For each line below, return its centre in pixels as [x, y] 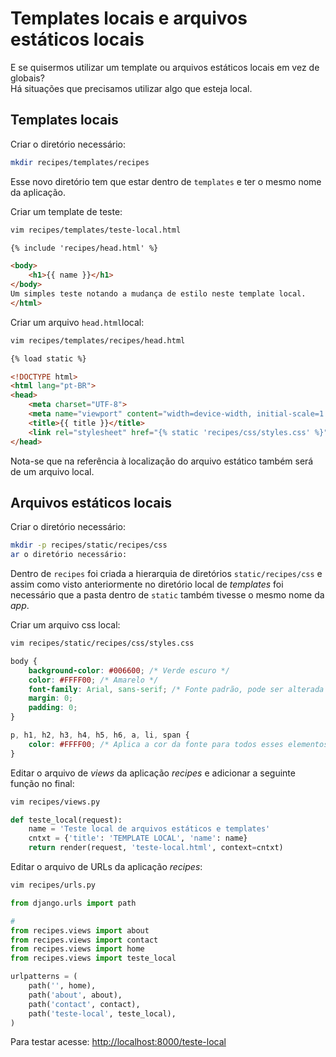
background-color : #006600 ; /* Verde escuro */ [129, 670]
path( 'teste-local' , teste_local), [102, 1013]
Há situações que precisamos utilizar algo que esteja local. [131, 88]
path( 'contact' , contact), [84, 1004]
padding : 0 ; [53, 708]
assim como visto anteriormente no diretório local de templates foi [147, 584]
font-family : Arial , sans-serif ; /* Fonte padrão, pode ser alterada [176, 689]
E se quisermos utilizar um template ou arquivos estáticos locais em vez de [165, 67]
